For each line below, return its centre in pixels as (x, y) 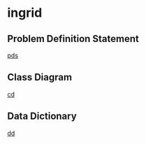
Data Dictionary (42, 116)
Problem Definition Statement (73, 39)
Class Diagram (39, 77)
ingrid (25, 13)
